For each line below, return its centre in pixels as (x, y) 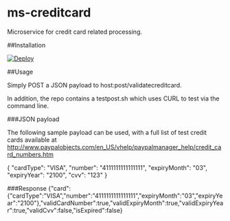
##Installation (26, 45)
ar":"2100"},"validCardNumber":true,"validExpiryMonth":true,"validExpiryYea (115, 203)
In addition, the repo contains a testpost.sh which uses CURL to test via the (113, 98)
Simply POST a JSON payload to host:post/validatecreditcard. (94, 85)
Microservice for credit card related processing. (75, 32)
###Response (27, 188)
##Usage (20, 72)
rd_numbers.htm (30, 154)
